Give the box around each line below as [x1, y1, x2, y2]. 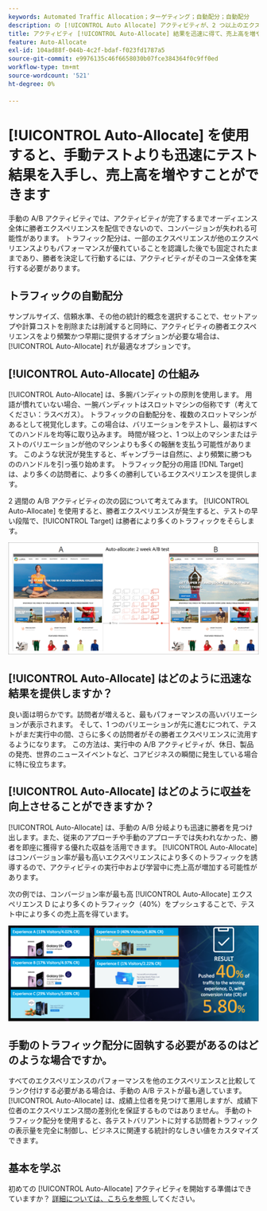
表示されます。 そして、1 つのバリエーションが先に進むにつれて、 [29, 719, 243, 729]
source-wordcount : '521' [8, 72, 91, 80]
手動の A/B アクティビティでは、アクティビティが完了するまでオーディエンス [8, 213, 258, 223]
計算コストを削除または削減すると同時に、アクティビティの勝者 [21, 322, 230, 331]
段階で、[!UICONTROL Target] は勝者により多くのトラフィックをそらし [14, 516, 248, 525]
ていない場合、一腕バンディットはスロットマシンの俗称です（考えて [35, 400, 258, 409]
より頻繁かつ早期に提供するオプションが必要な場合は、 [42, 331, 224, 342]
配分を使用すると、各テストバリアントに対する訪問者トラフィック [42, 1115, 258, 1126]
